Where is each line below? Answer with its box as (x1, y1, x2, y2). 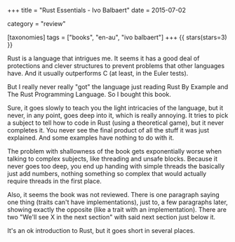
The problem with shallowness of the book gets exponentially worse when (7, 147, 222, 155)
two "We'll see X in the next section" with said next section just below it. (7, 213, 216, 221)
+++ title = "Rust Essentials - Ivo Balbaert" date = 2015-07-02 (7, 6, 186, 14)
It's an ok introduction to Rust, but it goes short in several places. (7, 227, 195, 234)
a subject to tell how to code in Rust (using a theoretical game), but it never (7, 119, 224, 127)
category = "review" (7, 20, 66, 27)
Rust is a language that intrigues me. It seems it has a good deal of (7, 54, 200, 62)
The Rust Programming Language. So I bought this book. (7, 90, 172, 98)
